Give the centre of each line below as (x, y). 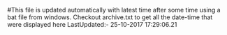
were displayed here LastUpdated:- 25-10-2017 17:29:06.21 (92, 24)
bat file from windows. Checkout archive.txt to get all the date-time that (110, 17)
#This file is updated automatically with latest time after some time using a (114, 10)
